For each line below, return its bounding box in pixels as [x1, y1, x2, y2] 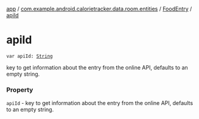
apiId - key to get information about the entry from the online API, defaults [6, 99, 194, 107]
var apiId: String [6, 53, 53, 59]
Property [6, 85, 33, 94]
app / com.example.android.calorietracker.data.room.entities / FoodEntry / [6, 5, 192, 12]
